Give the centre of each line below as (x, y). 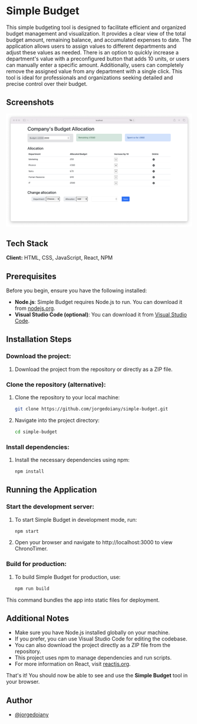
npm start (27, 531)
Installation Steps (39, 339)
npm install (29, 471)
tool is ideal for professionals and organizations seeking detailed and (90, 77)
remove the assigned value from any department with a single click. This (94, 71)
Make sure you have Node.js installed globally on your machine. (92, 633)
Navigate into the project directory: (57, 420)
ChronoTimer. (31, 549)
